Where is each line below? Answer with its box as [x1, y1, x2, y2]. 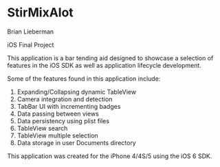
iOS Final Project [7, 40, 54, 49]
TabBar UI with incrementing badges [16, 102, 121, 110]
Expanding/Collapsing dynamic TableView [16, 88, 136, 96]
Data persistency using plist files [16, 116, 110, 125]
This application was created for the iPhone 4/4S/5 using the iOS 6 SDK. [7, 152, 212, 160]
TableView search [16, 124, 68, 132]
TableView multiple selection [16, 131, 98, 140]
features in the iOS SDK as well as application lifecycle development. [7, 61, 201, 69]
